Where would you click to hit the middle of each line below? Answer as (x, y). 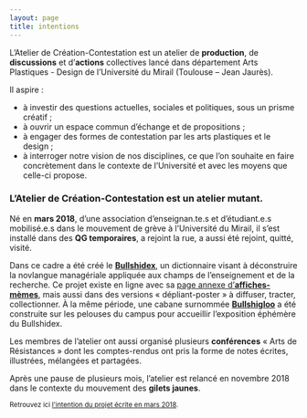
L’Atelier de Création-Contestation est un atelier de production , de (134, 52)
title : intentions (44, 26)
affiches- (253, 285)
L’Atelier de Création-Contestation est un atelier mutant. (136, 199)
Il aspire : (26, 89)
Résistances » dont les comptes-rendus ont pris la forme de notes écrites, (149, 350)
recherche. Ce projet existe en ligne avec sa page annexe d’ (122, 285)
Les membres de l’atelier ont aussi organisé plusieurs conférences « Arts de (153, 341)
